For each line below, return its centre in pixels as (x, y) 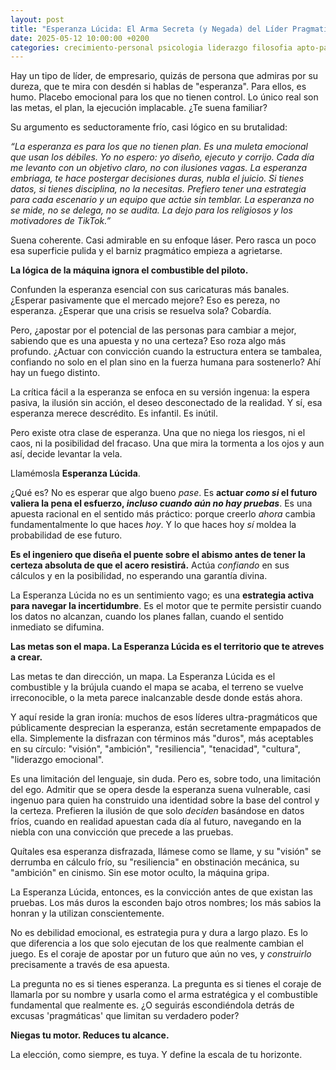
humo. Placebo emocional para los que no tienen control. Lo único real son (164, 97)
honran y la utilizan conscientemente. (87, 913)
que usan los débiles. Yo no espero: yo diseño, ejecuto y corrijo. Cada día (162, 157)
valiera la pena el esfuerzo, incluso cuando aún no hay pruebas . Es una (161, 503)
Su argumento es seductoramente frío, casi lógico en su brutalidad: (149, 127)
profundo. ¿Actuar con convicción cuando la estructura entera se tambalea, (166, 352)
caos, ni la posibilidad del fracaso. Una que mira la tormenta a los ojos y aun (167, 443)
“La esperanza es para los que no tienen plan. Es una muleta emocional (159, 147)
